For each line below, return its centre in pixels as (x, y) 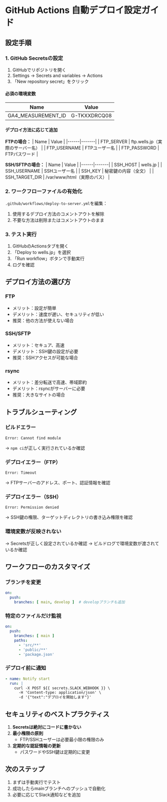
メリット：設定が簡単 (34, 308)
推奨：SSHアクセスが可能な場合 (45, 358)
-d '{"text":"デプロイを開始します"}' (55, 697)
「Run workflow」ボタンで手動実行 (48, 258)
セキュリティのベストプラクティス (57, 714)
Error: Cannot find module (33, 438)
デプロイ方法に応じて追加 (31, 130)
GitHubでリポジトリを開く (39, 70)
